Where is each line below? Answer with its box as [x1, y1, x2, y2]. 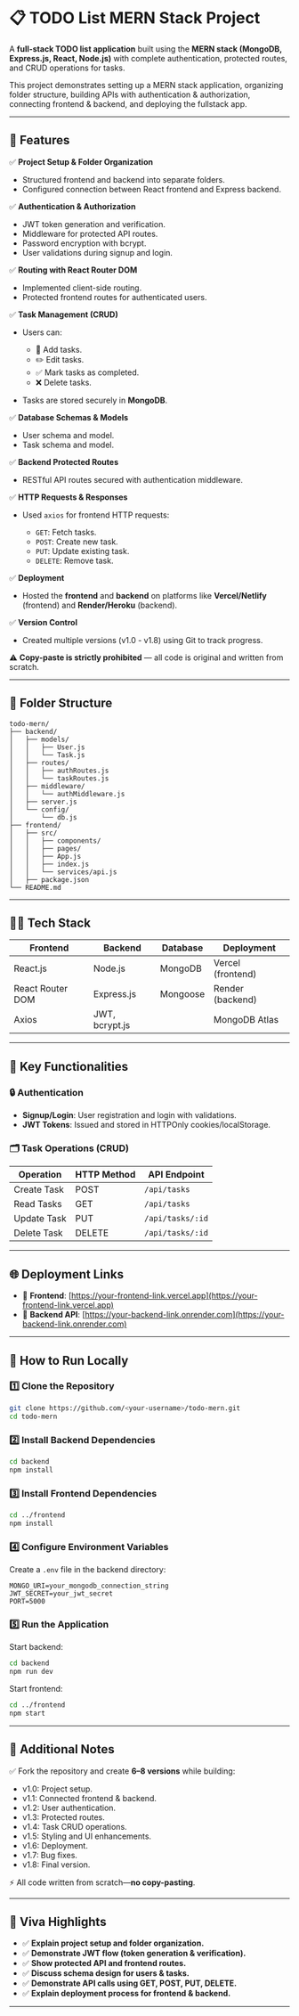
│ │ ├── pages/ [9, 844, 82, 853]
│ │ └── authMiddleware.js [9, 789, 125, 798]
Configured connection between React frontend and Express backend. [21, 184, 282, 194]
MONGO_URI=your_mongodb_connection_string [9, 1581, 169, 1590]
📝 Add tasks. [35, 344, 83, 355]
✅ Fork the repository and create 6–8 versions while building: [9, 1766, 236, 1776]
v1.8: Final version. [21, 1859, 91, 1870]
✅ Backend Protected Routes [9, 456, 118, 467]
